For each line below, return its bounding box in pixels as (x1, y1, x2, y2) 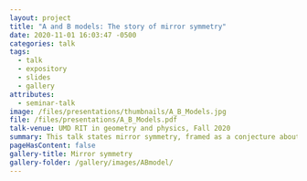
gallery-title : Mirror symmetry (9, 149, 132, 158)
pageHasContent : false (9, 141, 96, 150)
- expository (17, 65, 68, 74)
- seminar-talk (17, 98, 76, 108)
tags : (9, 48, 30, 57)
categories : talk (9, 38, 76, 48)
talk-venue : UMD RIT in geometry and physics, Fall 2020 (9, 124, 231, 133)
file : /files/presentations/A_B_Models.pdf (9, 115, 178, 124)
